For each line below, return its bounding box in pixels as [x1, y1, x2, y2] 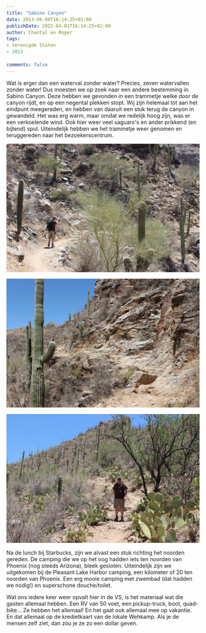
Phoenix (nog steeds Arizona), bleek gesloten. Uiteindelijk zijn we [6, 562, 172, 569]
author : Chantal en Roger [6, 29, 72, 36]
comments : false [6, 61, 48, 67]
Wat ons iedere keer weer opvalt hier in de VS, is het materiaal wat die [6, 593, 184, 600]
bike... [6, 606, 22, 613]
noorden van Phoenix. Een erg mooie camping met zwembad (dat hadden [6, 575, 193, 582]
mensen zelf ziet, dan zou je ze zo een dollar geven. [6, 620, 138, 627]
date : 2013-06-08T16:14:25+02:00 [6, 16, 92, 23]
